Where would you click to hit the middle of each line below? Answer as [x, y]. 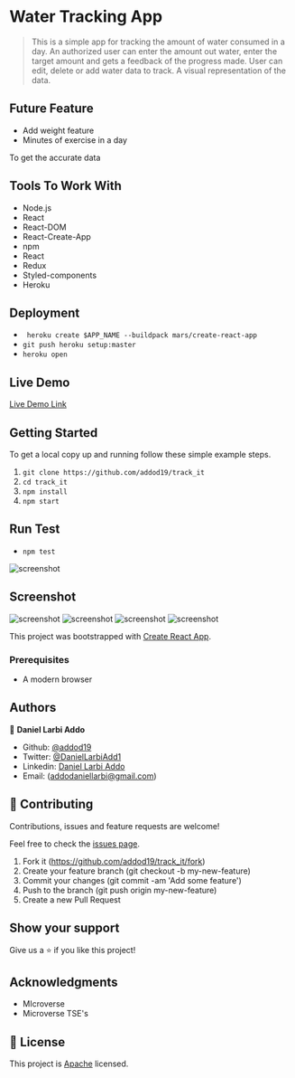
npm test [39, 552]
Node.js [37, 208]
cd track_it [45, 482]
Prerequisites [39, 659]
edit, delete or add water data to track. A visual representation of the [159, 71]
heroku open [45, 355]
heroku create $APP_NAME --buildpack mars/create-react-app [142, 336]
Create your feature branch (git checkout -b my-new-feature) [136, 871]
